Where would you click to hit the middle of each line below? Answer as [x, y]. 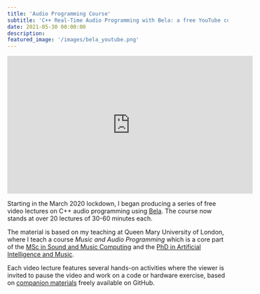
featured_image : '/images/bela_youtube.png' [73, 40]
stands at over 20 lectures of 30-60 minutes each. [80, 218]
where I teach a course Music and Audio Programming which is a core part [116, 239]
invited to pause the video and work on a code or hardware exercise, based [116, 275]
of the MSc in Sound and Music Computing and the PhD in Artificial [104, 247]
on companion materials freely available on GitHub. [81, 283]
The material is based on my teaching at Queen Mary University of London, [116, 232]
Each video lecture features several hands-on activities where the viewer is [116, 268]
